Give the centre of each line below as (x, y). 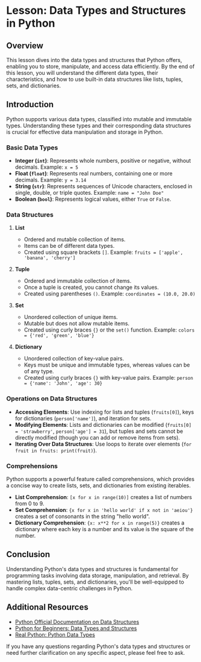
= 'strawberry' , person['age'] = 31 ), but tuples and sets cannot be (99, 431)
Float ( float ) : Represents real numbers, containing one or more (94, 174)
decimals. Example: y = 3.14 (51, 180)
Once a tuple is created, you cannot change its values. (91, 288)
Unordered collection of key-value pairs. (74, 359)
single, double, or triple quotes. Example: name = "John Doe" (89, 193)
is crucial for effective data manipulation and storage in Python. (85, 132)
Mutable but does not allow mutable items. (77, 324)
